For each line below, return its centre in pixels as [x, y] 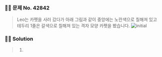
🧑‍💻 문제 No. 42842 [27, 7]
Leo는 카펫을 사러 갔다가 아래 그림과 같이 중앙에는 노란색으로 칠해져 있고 [87, 20]
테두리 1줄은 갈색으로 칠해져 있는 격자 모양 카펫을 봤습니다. [73, 26]
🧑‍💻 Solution [19, 39]
